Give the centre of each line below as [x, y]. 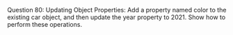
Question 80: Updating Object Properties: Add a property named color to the [117, 10]
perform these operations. [45, 24]
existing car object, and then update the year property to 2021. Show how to [116, 17]
